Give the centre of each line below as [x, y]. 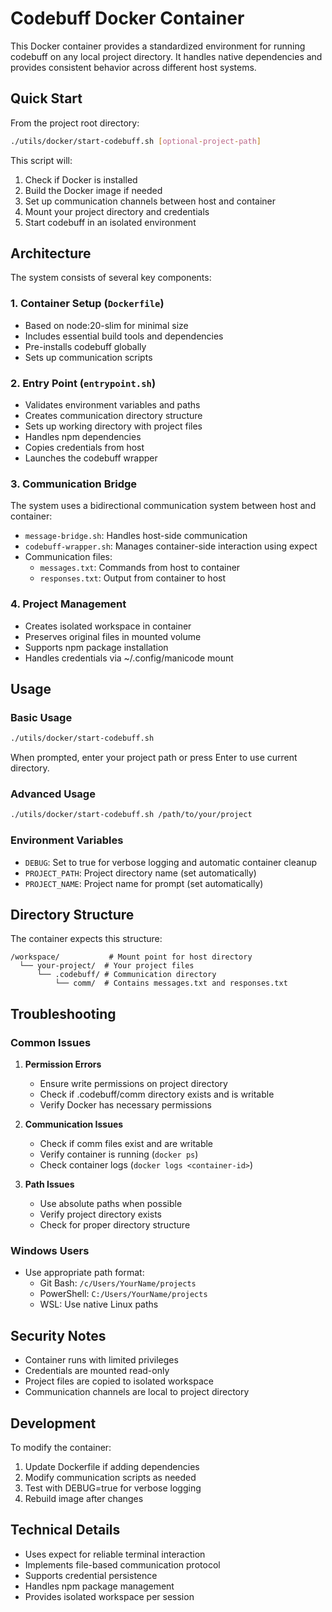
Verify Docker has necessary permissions [125, 1105]
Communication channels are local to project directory [137, 1392]
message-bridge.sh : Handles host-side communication [136, 536]
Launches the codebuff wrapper [91, 458]
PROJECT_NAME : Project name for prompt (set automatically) [144, 883]
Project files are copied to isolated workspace [119, 1381]
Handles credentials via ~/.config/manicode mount [129, 658]
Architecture [51, 253]
